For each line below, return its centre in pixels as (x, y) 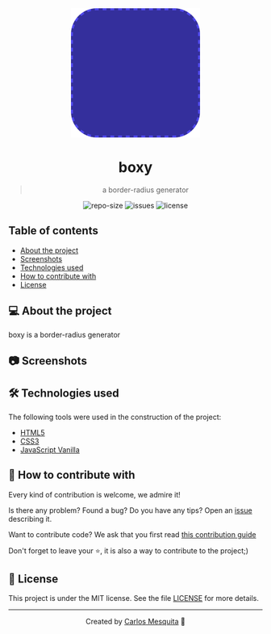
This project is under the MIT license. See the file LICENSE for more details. (134, 598)
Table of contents (53, 231)
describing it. (30, 519)
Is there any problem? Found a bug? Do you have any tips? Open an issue (130, 510)
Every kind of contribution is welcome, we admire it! (95, 494)
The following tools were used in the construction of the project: (115, 417)
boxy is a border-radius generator (65, 334)
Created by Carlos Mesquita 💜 (135, 622)
